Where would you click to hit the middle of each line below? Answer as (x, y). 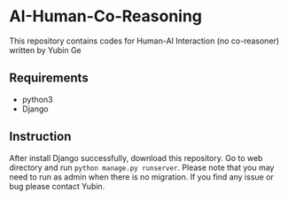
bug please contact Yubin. (57, 186)
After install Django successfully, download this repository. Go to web (136, 158)
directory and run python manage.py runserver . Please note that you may (142, 167)
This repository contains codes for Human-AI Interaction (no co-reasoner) (144, 41)
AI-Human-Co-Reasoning (105, 16)
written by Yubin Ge (45, 50)
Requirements (49, 78)
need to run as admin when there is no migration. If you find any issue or (142, 177)
